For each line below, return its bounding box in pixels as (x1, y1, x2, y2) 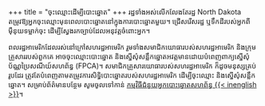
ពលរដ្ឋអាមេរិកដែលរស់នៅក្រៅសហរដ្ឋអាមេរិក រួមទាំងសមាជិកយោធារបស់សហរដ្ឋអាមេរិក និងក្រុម (8, 43, 257, 51)
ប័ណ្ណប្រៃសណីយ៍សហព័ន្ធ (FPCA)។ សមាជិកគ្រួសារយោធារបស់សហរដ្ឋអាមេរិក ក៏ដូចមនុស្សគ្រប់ (8, 61, 257, 70)
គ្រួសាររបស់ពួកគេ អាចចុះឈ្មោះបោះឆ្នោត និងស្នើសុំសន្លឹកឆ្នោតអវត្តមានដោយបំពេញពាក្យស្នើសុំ (8, 51, 250, 61)
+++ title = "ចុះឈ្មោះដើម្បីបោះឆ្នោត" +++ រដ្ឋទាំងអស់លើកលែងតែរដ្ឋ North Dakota (8, 7, 242, 17)
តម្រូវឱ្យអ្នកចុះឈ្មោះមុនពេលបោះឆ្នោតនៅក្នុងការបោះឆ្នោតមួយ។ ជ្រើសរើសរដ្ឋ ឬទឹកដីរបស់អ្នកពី (8, 17, 251, 26)
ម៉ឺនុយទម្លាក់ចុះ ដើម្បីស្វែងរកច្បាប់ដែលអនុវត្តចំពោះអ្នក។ (8, 26, 150, 35)
